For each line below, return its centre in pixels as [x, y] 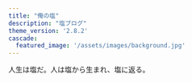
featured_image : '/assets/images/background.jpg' [100, 46]
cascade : [23, 38]
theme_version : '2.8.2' [48, 31]
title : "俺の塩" [34, 16]
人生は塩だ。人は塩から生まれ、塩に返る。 [79, 70]
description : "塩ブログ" [48, 23]
